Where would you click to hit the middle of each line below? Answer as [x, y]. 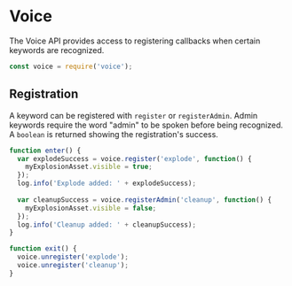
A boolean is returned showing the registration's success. [114, 134]
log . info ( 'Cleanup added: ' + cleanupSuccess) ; [107, 224]
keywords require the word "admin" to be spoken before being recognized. [146, 125]
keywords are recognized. [57, 50]
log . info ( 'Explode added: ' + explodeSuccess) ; [107, 183]
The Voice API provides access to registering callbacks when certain [135, 41]
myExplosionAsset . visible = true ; [89, 167]
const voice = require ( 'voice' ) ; [71, 66]
